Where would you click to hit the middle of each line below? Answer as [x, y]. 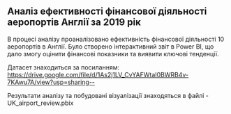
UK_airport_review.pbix [40, 103]
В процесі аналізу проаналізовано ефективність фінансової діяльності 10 [116, 39]
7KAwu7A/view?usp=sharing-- [51, 82]
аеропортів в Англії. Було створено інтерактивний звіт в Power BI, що [111, 46]
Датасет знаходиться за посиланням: [64, 67]
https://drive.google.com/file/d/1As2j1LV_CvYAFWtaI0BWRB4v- [98, 74]
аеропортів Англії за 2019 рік [74, 23]
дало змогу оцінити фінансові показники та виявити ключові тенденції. [113, 54]
